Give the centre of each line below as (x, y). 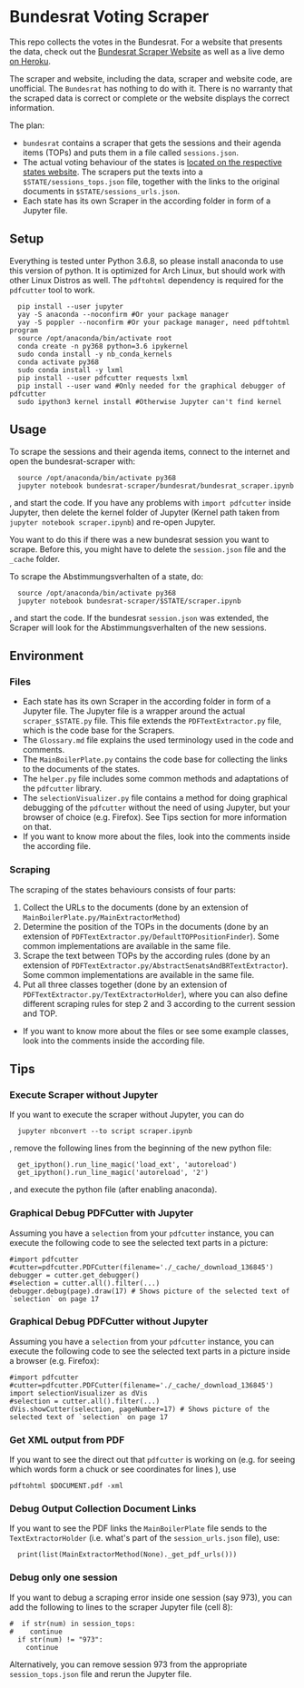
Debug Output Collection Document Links (103, 1509)
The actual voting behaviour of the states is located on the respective (152, 162)
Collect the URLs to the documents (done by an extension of (136, 907)
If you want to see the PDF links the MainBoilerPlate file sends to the (138, 1528)
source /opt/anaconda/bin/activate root (95, 338)
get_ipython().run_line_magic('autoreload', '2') (113, 1173)
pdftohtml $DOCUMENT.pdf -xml (67, 1486)
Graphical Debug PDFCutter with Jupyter (101, 1213)
